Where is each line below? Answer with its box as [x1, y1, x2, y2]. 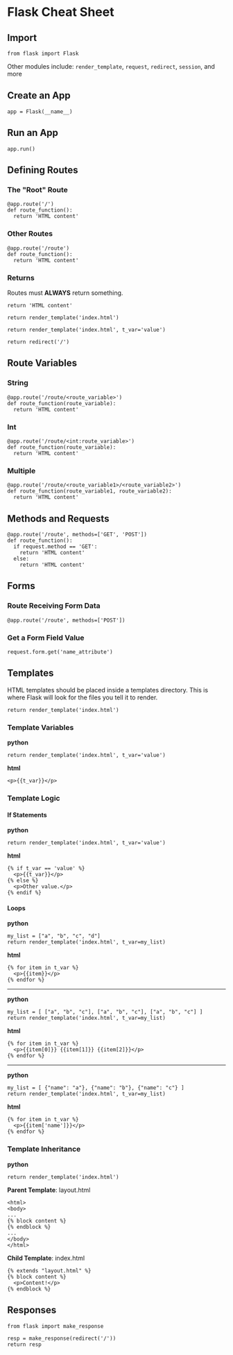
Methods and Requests [7, 513, 110, 525]
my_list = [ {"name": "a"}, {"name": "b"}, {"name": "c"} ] [7, 1084, 185, 1091]
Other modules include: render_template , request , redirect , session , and [7, 62, 215, 70]
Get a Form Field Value [7, 633, 85, 642]
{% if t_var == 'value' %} [7, 865, 85, 872]
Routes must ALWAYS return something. [7, 289, 123, 297]
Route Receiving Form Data [7, 601, 101, 611]
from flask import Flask [7, 50, 79, 57]
